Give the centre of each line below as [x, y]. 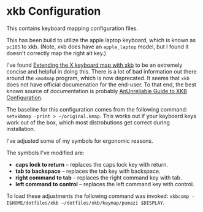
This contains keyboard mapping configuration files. [72, 28]
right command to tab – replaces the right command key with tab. [98, 177]
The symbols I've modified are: [45, 153]
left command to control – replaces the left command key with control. [105, 184]
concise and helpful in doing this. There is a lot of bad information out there [102, 71]
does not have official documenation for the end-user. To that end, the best [101, 85]
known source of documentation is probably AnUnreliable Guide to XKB [97, 91]
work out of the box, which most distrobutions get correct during [88, 122]
